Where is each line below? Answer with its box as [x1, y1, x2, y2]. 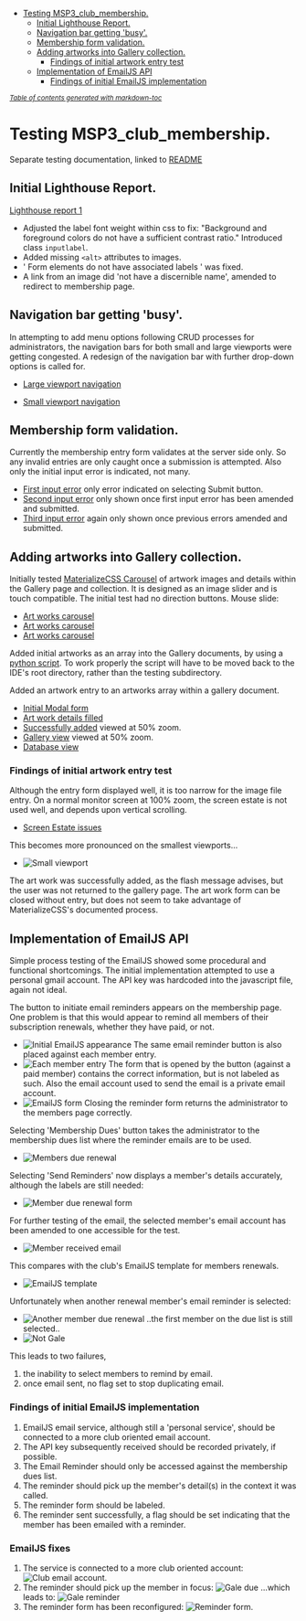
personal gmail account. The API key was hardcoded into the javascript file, [9, 975, 294, 986]
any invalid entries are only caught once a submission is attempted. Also [9, 456, 281, 467]
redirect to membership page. [22, 281, 135, 292]
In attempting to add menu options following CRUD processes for [9, 331, 255, 342]
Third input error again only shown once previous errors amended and [22, 513, 288, 524]
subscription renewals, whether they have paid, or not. [9, 1021, 215, 1032]
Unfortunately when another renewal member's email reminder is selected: [9, 1296, 291, 1306]
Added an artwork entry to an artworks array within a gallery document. [9, 685, 280, 696]
